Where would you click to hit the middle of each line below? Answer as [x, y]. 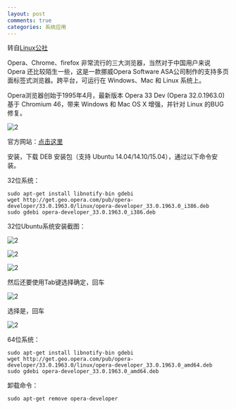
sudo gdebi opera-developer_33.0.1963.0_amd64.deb [83, 372]
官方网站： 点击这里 [35, 142]
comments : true [30, 20]
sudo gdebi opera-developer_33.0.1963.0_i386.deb [82, 212]
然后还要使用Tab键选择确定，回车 [56, 282]
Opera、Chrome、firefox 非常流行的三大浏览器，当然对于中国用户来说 [109, 63]
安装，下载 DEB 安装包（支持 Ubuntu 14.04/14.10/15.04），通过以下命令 [110, 157]
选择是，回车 [26, 311]
